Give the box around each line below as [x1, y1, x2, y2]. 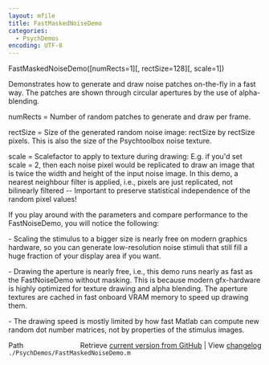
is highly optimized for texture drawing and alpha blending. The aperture [8, 284, 248, 293]
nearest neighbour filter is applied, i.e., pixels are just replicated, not [8, 178, 234, 187]
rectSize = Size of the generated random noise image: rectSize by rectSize [8, 128, 255, 137]
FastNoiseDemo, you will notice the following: [8, 219, 159, 228]
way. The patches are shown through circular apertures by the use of [8, 88, 238, 97]
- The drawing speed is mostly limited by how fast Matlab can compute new [8, 317, 259, 326]
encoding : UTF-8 [8, 42, 63, 50]
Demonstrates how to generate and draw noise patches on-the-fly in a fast [8, 80, 256, 89]
